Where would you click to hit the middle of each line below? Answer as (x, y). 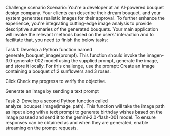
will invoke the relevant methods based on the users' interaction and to (80, 34)
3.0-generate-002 (24, 60)
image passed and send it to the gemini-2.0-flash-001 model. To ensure (81, 117)
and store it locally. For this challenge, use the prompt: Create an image (80, 66)
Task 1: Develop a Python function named (49, 50)
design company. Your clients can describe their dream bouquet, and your (83, 13)
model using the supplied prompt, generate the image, (101, 60)
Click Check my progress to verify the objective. (56, 81)
